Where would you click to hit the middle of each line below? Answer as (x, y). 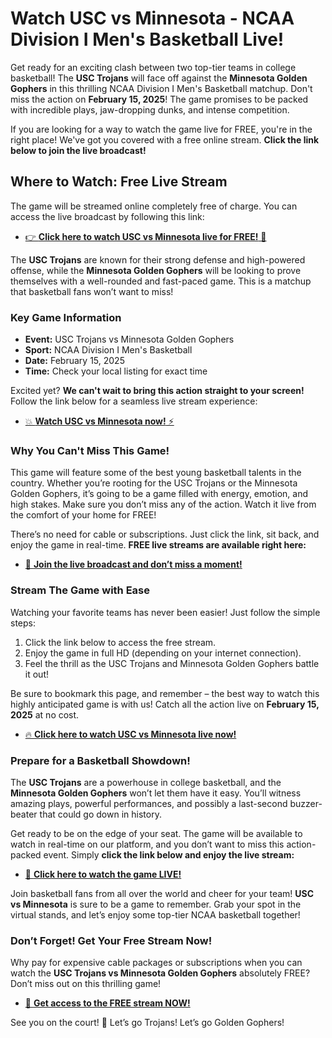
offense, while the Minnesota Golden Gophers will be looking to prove (156, 270)
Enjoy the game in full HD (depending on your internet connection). (163, 653)
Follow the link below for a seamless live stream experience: (134, 401)
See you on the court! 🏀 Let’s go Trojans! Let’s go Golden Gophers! (147, 1023)
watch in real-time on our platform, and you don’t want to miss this (147, 844)
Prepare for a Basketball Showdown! (100, 760)
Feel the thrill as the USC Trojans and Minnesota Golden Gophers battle (172, 663)
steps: (23, 623)
